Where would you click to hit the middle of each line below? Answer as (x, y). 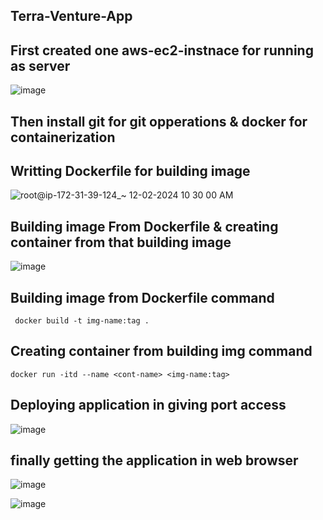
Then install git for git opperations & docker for (159, 121)
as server (40, 65)
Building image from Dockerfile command (142, 297)
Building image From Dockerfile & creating (144, 226)
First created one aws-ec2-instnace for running (162, 50)
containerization (63, 137)
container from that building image (121, 242)
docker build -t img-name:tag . (82, 321)
